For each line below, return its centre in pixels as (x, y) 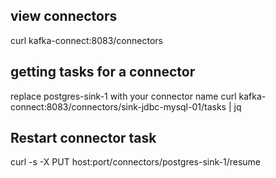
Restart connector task (83, 138)
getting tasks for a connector (103, 72)
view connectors (64, 16)
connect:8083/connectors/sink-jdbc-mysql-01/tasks (118, 106)
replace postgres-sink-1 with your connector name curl (123, 96)
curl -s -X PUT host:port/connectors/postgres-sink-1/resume (136, 162)
